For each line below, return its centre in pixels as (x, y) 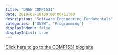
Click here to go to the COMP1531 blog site (49, 47)
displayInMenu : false (28, 28)
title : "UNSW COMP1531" (30, 10)
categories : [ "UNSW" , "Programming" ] (45, 24)
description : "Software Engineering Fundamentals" (59, 19)
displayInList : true (27, 33)
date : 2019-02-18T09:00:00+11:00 (40, 14)
